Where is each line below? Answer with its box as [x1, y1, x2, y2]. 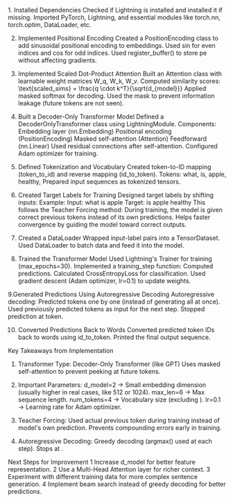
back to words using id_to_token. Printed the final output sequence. [17, 333, 211, 341]
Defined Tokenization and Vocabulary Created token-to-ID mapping [17, 163, 212, 171]
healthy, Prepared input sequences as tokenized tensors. [17, 178, 181, 186]
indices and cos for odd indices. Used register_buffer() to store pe [17, 49, 207, 57]
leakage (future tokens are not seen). [17, 99, 124, 107]
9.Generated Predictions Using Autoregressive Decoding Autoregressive [8, 291, 214, 298]
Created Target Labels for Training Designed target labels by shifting [17, 191, 214, 199]
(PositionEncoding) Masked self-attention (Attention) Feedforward [17, 135, 207, 143]
